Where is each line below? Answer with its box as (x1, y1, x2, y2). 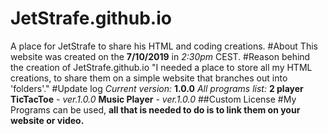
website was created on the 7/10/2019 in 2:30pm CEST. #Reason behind (10, 50, 311, 62)
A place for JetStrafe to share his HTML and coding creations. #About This (10, 40, 318, 52)
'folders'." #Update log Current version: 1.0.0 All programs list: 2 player (10, 82, 304, 94)
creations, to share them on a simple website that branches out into (10, 72, 288, 84)
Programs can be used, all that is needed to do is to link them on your (10, 103, 301, 116)
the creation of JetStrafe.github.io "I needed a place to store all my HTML (10, 61, 313, 73)
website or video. (10, 114, 85, 126)
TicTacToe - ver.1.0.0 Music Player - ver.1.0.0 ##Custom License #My (10, 93, 297, 105)
